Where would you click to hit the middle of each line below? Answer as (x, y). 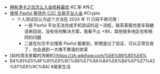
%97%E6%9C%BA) (30, 67)
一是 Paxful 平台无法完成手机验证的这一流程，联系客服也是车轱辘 (89, 25)
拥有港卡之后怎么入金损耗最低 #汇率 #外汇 (52, 7)
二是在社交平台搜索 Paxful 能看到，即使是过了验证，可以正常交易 (89, 43)
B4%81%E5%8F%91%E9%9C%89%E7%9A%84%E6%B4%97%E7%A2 (82, 61)
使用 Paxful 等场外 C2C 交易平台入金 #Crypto (55, 13)
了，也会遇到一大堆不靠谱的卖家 (56, 49)
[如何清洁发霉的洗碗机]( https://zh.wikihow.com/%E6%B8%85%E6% (78, 55)
